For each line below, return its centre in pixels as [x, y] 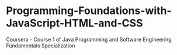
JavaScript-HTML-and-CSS [74, 23]
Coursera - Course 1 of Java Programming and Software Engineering [89, 39]
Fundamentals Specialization [41, 46]
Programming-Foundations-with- [89, 11]
